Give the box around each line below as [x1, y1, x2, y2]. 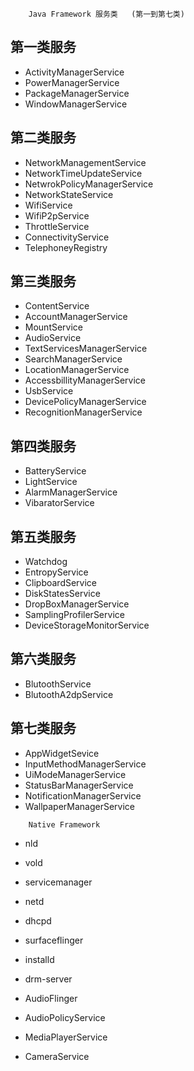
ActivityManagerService [24, 66, 125, 78]
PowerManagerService [24, 76, 120, 88]
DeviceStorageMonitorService [24, 619, 150, 632]
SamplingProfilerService [24, 609, 125, 621]
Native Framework [28, 819, 101, 830]
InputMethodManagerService [24, 758, 147, 770]
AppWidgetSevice [24, 747, 100, 759]
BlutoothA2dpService [24, 688, 114, 700]
